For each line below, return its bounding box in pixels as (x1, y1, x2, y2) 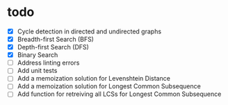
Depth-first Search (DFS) (17, 43, 89, 51)
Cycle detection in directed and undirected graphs (17, 27, 162, 35)
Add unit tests (17, 67, 58, 75)
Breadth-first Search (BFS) (17, 35, 94, 43)
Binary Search (17, 51, 58, 59)
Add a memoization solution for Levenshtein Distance (17, 74, 170, 83)
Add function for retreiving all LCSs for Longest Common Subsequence (17, 90, 222, 98)
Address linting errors (17, 58, 80, 67)
